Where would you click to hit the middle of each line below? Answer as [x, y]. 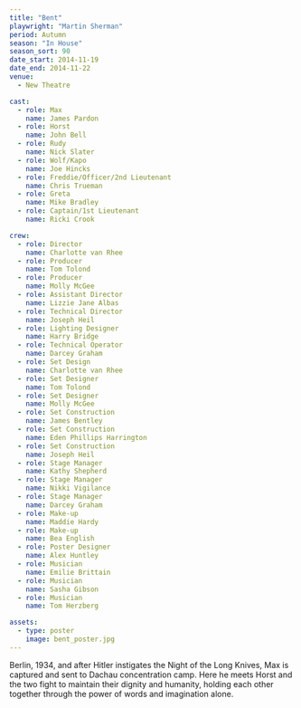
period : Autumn [38, 34]
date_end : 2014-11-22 [50, 69]
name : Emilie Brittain [68, 572]
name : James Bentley [64, 421]
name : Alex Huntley [62, 556]
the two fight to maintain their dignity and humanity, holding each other [141, 684]
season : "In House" [46, 43]
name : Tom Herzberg [62, 606]
